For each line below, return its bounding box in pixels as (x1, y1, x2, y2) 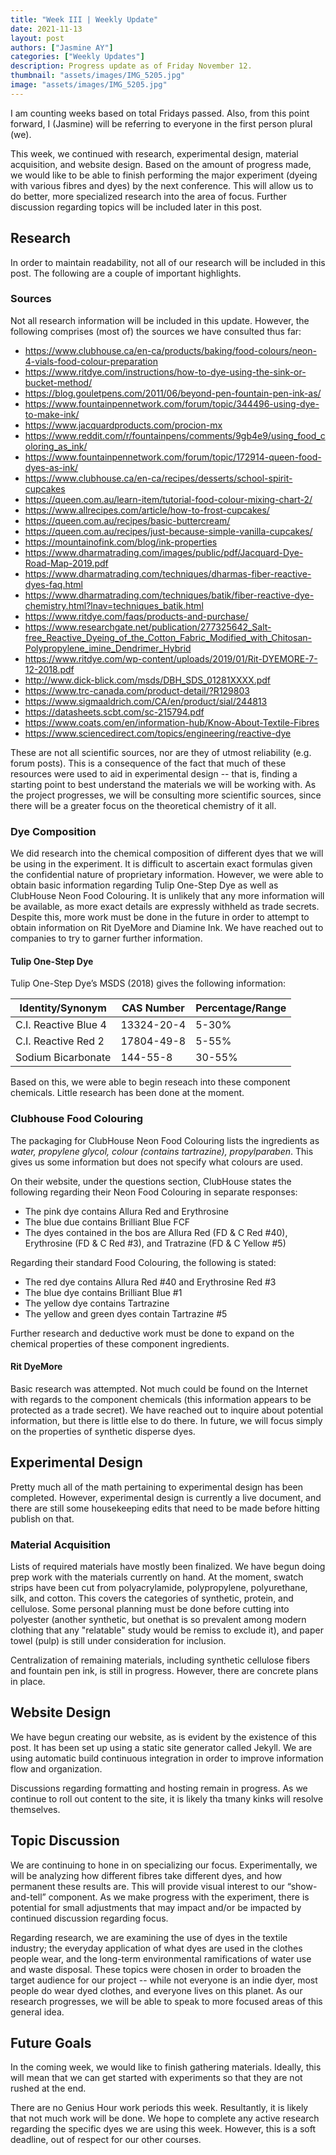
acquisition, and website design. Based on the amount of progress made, (10, 158, 312, 170)
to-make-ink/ (24, 408, 80, 420)
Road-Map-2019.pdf (24, 557, 109, 569)
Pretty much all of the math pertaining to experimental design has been (10, 1481, 303, 1493)
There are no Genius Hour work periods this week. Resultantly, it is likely (10, 2102, 309, 2114)
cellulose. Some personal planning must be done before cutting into (10, 1602, 290, 1615)
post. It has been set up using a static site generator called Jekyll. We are (10, 1741, 313, 1753)
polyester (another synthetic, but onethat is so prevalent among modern (10, 1613, 307, 1625)
